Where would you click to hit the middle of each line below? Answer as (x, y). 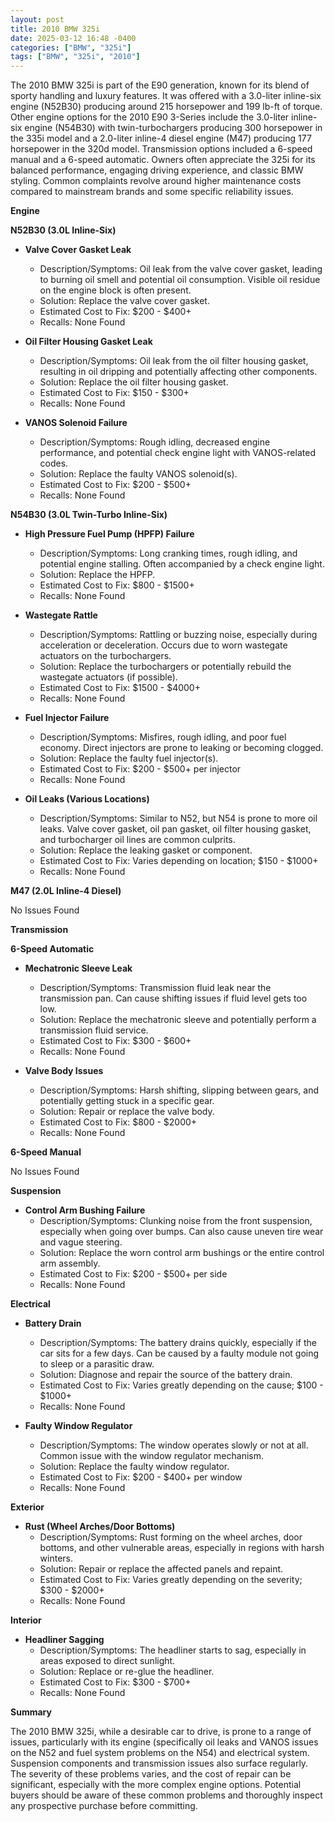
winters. (56, 1558)
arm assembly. (70, 1263)
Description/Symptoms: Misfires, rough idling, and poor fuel (163, 737)
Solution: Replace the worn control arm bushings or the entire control (182, 1253)
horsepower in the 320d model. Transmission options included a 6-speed (161, 149)
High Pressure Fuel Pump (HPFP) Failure (109, 534)
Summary (31, 1712)
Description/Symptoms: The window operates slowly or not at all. (174, 1445)
